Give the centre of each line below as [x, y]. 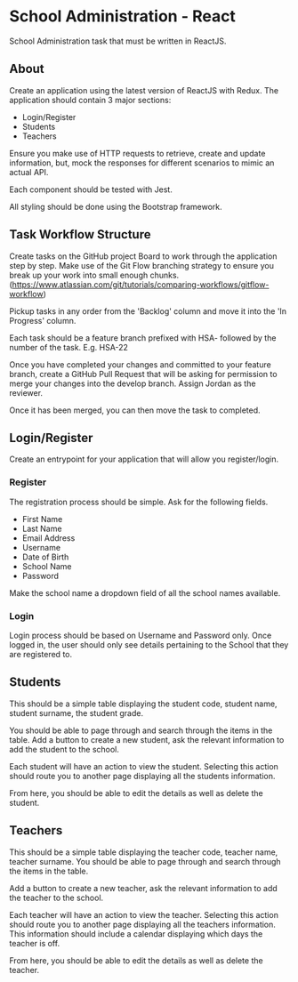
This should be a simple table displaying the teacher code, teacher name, [144, 852]
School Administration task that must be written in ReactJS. [118, 41]
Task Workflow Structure [80, 234]
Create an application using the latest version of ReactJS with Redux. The [144, 90]
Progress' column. [43, 320]
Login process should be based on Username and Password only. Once [141, 635]
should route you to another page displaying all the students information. [142, 776]
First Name [42, 519]
